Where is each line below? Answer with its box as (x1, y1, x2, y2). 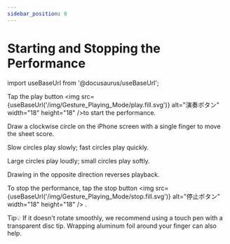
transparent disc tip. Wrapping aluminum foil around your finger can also (7, 222, 217, 230)
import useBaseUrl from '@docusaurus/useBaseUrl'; (7, 79, 159, 87)
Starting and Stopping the (7, 40, 161, 56)
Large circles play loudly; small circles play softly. (7, 156, 151, 165)
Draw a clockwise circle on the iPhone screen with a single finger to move (7, 122, 221, 130)
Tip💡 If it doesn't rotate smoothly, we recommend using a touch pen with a (7, 213, 223, 222)
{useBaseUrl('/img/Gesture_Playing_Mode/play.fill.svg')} (7, 100, 170, 109)
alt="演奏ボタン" (171, 100, 219, 109)
